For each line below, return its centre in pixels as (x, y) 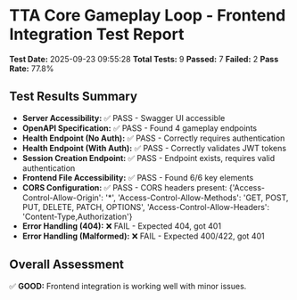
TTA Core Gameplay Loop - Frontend (148, 16)
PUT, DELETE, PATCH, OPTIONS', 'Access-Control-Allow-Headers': (146, 207)
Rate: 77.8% (32, 69)
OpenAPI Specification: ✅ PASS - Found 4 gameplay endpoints (139, 128)
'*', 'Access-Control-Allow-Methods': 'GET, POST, (197, 198)
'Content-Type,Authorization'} (77, 216)
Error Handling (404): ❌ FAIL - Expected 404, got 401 (121, 226)
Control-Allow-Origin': (63, 198)
